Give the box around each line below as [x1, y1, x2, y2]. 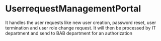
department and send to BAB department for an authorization [5, 30, 132, 36]
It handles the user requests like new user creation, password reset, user [5, 19, 156, 25]
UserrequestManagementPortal [5, 3, 141, 14]
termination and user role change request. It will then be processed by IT [5, 24, 156, 30]
